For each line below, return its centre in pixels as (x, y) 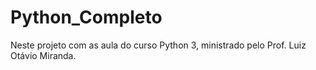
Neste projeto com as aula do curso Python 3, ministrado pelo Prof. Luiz (158, 45)
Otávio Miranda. (43, 55)
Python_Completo (86, 17)
